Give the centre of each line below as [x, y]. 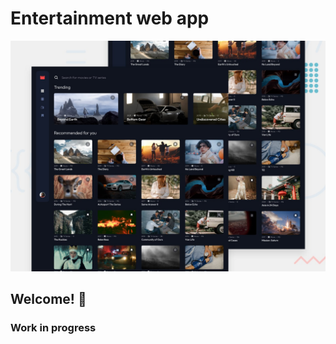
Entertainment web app [110, 18]
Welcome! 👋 [48, 299]
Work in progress [53, 328]
